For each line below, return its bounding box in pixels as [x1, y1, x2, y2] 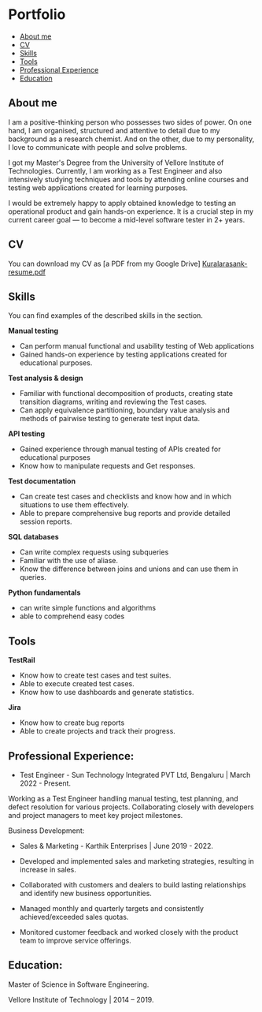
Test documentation [8, 476, 76, 486]
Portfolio [8, 6, 66, 24]
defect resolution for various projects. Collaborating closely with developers [8, 802, 254, 812]
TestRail [8, 655, 35, 665]
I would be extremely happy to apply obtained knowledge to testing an [8, 198, 237, 207]
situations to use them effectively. [19, 500, 130, 510]
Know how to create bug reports [19, 718, 125, 727]
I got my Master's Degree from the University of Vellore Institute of [8, 158, 224, 167]
